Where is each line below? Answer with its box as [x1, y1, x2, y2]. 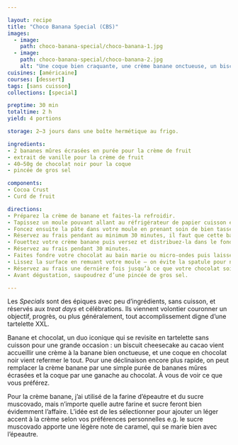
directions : [7, 205, 42, 213]
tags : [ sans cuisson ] [7, 82, 72, 89]
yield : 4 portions [7, 115, 62, 123]
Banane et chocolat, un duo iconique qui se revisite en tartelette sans [7, 334, 209, 342]
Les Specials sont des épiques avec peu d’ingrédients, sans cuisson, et [7, 297, 216, 305]
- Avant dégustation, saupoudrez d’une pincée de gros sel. [7, 271, 189, 278]
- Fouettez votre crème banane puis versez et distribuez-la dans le [7, 239, 217, 246]
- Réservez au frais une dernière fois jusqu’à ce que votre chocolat [7, 265, 220, 272]
